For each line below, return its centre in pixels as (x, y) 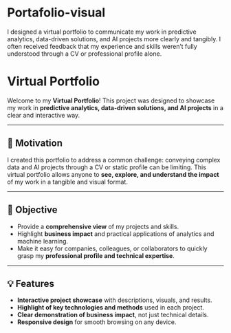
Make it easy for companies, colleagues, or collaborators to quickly (112, 248)
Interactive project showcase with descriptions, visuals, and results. (114, 300)
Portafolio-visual (56, 13)
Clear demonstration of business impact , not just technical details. (113, 315)
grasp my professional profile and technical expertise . (96, 255)
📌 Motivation (35, 143)
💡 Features (31, 283)
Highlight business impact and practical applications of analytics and (115, 234)
